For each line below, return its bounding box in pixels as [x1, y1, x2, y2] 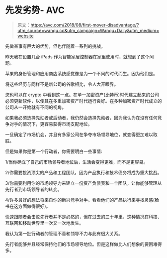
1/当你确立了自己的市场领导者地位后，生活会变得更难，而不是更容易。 [5, 159, 148, 165]
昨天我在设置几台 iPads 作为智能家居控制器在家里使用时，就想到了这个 [5, 53, 150, 60]
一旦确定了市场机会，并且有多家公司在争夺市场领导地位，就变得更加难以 [5, 131, 153, 137]
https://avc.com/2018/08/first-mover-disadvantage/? [30, 22, 139, 28]
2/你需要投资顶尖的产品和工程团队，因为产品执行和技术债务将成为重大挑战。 [5, 169, 162, 175]
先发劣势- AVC [5, 4, 65, 16]
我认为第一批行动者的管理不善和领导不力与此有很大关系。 [5, 230, 123, 237]
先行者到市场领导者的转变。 [5, 186, 62, 192]
